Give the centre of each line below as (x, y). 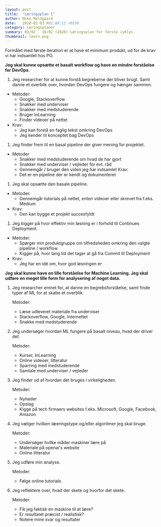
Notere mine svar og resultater (50, 519)
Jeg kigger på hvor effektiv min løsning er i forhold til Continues (76, 223)
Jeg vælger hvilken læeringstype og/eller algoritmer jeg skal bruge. (79, 423)
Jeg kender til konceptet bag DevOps (56, 135)
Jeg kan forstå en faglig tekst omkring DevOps (66, 130)
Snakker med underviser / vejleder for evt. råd (65, 164)
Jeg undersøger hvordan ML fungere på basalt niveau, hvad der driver (82, 331)
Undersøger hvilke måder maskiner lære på (63, 442)
